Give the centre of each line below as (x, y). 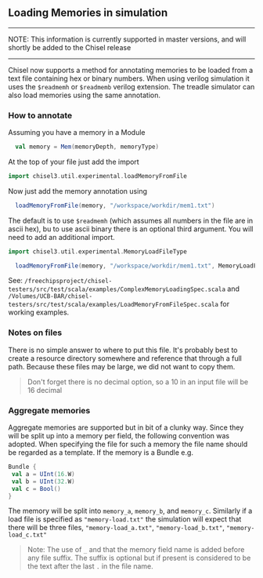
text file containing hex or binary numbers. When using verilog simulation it (129, 78)
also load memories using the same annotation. (85, 95)
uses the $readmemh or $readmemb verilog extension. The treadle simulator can (131, 86)
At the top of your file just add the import (74, 162)
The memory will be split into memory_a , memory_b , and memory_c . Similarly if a (130, 511)
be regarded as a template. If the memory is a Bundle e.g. (101, 453)
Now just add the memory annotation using (77, 191)
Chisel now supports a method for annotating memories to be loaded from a (131, 70)
